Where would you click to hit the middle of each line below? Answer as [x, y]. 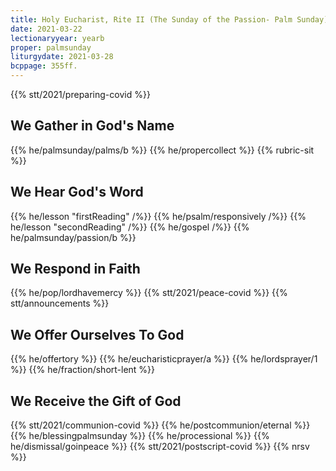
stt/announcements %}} [60, 303]
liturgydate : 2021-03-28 [62, 57]
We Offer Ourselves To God [97, 334]
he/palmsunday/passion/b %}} [73, 237]
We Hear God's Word [77, 192]
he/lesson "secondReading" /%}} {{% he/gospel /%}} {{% [130, 227]
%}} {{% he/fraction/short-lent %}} [83, 370]
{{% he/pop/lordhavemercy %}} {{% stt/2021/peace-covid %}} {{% [149, 293]
